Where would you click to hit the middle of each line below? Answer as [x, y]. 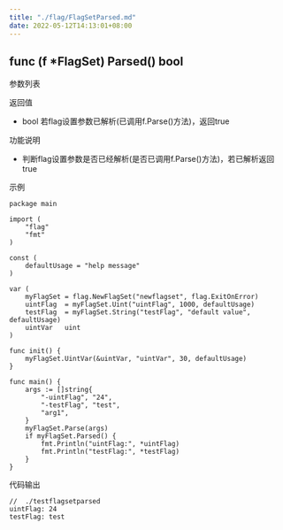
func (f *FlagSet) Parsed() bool [96, 61]
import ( [25, 219]
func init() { [35, 351]
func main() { [35, 382]
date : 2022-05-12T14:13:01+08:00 [71, 26]
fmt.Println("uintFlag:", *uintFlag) [110, 444]
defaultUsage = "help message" [83, 266]
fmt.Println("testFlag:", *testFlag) [110, 452]
